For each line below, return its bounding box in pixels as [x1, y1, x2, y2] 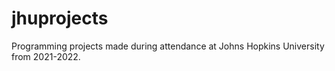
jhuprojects [11, 7, 109, 30]
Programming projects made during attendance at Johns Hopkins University [11, 40, 325, 52]
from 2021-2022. [11, 50, 81, 62]
